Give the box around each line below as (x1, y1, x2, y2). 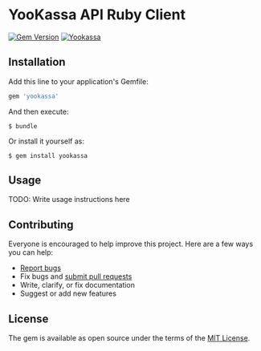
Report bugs (19, 263, 62, 273)
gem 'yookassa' (8, 92, 59, 100)
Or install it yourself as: (8, 136, 84, 146)
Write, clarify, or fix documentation (19, 280, 135, 290)
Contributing (8, 218, 74, 232)
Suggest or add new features (19, 288, 116, 298)
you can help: (8, 248, 54, 257)
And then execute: (8, 107, 69, 116)
